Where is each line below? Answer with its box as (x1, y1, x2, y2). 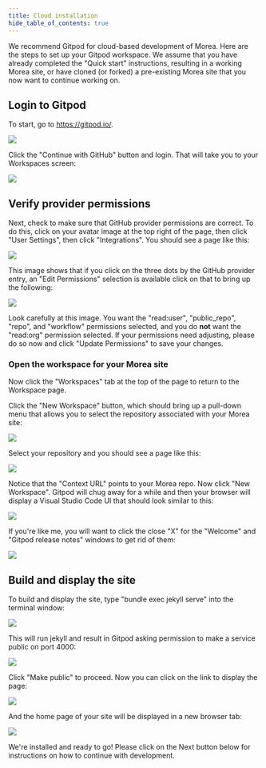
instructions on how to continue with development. (8, 750, 176, 761)
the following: (8, 283, 54, 292)
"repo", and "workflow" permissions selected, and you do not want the (8, 322, 241, 332)
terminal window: (8, 603, 66, 613)
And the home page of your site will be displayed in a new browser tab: (8, 712, 242, 722)
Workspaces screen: (8, 159, 77, 168)
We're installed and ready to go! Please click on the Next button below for (8, 742, 251, 752)
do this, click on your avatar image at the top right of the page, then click (8, 227, 248, 236)
